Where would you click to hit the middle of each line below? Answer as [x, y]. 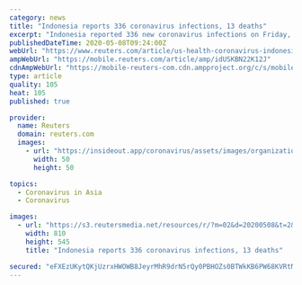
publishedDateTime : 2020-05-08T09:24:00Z [88, 43]
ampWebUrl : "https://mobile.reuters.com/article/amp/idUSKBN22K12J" [140, 59]
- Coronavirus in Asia [60, 192]
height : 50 [53, 167]
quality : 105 [34, 85]
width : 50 [51, 159]
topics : [24, 184]
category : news [38, 18]
